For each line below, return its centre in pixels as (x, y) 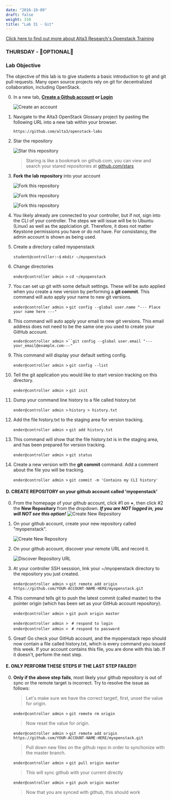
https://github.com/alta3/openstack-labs (58, 132)
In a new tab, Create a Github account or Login (63, 97)
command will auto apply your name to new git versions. (72, 297)
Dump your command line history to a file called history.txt (75, 400)
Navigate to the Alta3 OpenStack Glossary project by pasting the (81, 117)
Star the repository (33, 141)
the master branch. (46, 753)
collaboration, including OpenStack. (43, 87)
